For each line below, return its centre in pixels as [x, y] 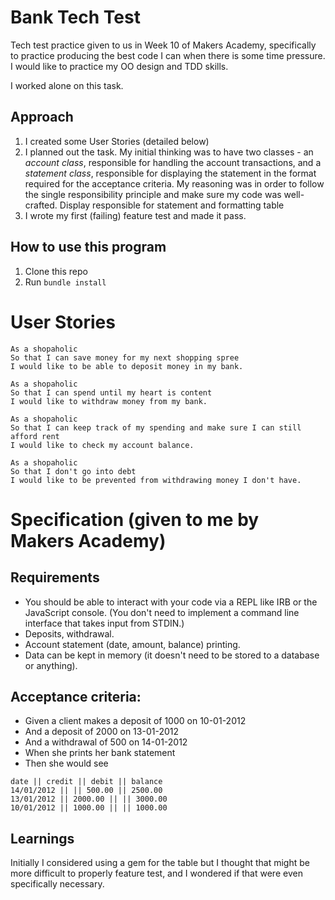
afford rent [35, 436]
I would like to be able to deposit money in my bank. [127, 366]
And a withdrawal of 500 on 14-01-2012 [106, 742]
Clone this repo [56, 271]
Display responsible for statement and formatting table [172, 205]
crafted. [41, 205]
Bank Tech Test [75, 17]
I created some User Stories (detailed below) [117, 141]
